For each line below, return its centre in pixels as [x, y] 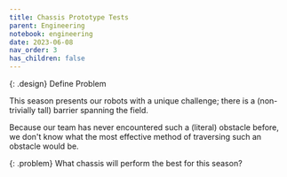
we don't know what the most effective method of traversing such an [136, 137]
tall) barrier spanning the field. [93, 110]
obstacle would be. [44, 146]
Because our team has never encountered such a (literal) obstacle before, [144, 127]
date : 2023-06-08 [41, 42]
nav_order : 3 [33, 50]
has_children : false [48, 58]
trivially [23, 110]
